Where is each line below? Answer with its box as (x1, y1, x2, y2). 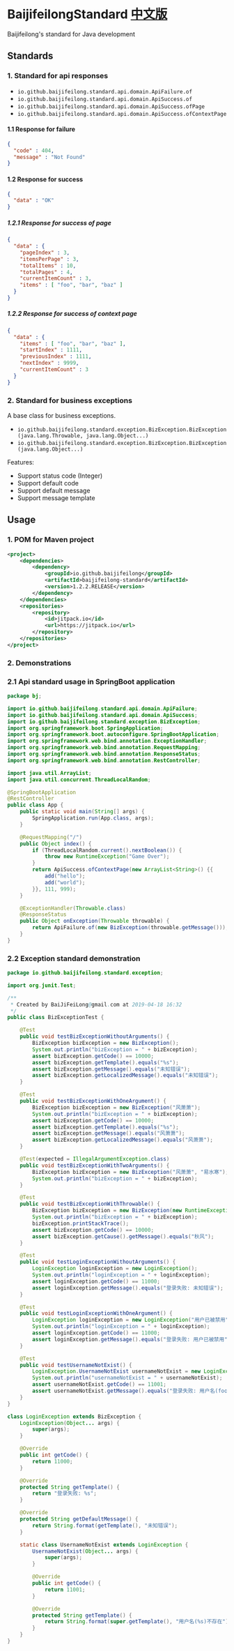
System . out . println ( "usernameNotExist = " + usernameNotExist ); (32, 1375, 223, 1382)
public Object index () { (19, 840, 92, 847)
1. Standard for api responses (7, 71, 109, 81)
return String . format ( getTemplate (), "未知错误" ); (32, 1522, 178, 1529)
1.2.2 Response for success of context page (7, 310, 138, 318)
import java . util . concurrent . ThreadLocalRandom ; (7, 776, 151, 783)
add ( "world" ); (44, 879, 86, 886)
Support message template (17, 494, 95, 502)
